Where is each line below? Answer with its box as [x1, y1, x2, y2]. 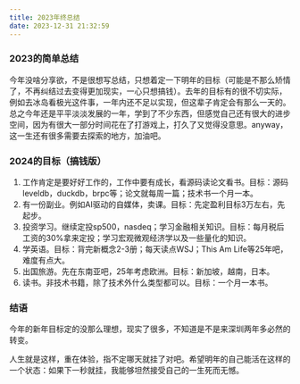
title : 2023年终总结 [9, 13, 80, 22]
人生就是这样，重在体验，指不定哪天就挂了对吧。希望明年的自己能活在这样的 [9, 354, 291, 364]
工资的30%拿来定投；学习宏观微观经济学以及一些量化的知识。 [21, 233, 252, 244]
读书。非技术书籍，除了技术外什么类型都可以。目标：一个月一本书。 [21, 278, 273, 288]
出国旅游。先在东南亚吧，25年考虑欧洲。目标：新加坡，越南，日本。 [21, 266, 275, 277]
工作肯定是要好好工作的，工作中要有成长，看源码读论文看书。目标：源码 [21, 177, 288, 188]
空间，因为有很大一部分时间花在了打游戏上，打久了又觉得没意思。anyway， [9, 119, 288, 129]
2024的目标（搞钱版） [9, 154, 107, 167]
